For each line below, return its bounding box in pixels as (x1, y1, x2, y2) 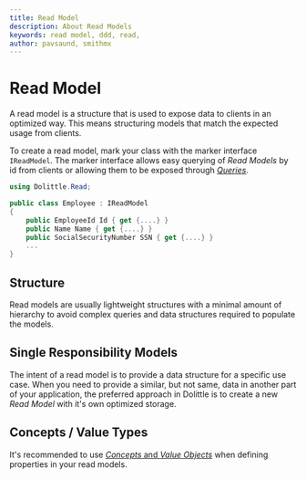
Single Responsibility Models (9, 345, 178, 360)
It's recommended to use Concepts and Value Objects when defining (9, 449, 269, 460)
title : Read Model (9, 13, 79, 23)
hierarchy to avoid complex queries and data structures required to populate (9, 309, 296, 319)
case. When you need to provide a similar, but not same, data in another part (9, 379, 297, 390)
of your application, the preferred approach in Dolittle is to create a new (9, 389, 279, 400)
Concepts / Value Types (9, 425, 148, 441)
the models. (9, 318, 55, 329)
